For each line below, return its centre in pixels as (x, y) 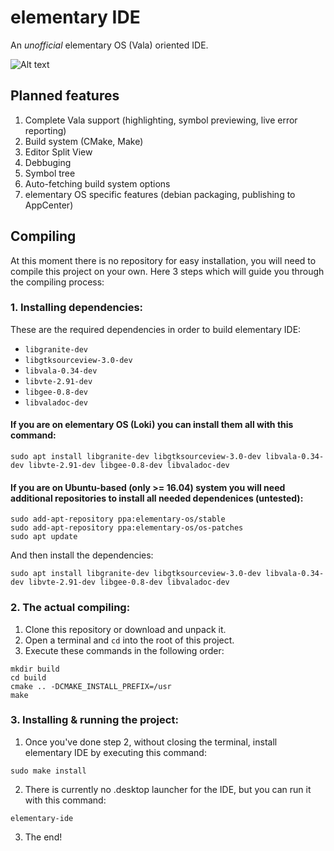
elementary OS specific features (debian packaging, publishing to (160, 194)
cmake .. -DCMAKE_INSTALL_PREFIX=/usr (91, 686)
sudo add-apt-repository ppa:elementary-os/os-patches (127, 528)
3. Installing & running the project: (94, 720)
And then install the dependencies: (82, 555)
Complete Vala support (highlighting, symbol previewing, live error (161, 120)
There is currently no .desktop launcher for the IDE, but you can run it (168, 789)
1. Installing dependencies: (77, 308)
